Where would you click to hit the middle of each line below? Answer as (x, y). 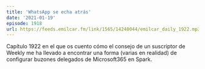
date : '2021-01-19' (31, 18)
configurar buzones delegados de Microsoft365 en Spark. (79, 59)
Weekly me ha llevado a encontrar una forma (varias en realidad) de (92, 53)
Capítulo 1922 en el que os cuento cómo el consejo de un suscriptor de (96, 46)
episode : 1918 (24, 23)
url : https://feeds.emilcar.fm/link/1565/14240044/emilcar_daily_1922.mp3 (103, 29)
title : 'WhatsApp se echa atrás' (49, 12)
